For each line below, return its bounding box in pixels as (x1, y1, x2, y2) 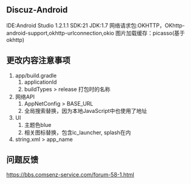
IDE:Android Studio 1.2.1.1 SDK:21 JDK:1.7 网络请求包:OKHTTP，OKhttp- (6, 21, 186, 29)
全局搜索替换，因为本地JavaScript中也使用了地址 (24, 107, 147, 114)
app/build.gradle (15, 72, 57, 79)
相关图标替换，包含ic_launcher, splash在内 (24, 129, 131, 136)
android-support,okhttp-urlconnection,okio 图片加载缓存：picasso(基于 (6, 29, 186, 36)
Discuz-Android (6, 5, 68, 15)
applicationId (24, 78, 57, 86)
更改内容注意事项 (6, 55, 71, 66)
